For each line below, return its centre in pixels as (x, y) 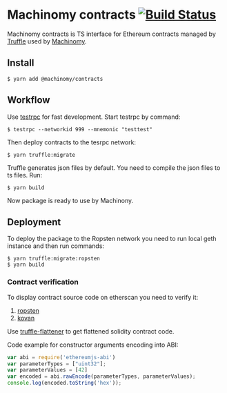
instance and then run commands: (56, 246)
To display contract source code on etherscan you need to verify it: (103, 297)
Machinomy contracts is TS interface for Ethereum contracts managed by (111, 34)
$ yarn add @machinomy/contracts (55, 79)
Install (21, 63)
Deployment (34, 222)
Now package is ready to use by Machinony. (70, 200)
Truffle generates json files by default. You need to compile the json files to (114, 167)
